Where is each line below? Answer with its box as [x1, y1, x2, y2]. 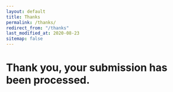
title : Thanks [6, 14, 41, 20]
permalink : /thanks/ [6, 19, 57, 25]
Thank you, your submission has [6, 61, 168, 74]
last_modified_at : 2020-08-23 [6, 30, 80, 36]
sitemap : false [6, 36, 43, 42]
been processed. [6, 74, 90, 87]
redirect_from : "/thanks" [6, 25, 69, 31]
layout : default [6, 8, 46, 15]
